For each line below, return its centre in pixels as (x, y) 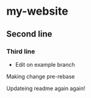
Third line (21, 51)
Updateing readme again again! (46, 88)
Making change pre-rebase (41, 76)
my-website (37, 11)
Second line (29, 34)
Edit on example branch (45, 64)
